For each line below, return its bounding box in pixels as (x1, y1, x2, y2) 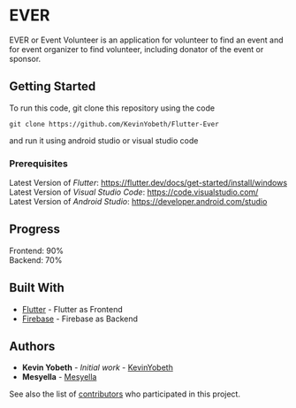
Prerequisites (9, 157, 68, 169)
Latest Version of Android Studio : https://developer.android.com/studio (9, 196, 268, 207)
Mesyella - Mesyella (21, 372, 97, 382)
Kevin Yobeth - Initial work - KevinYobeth (21, 362, 174, 373)
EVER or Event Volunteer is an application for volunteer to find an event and (9, 35, 285, 45)
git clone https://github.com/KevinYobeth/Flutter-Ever (9, 119, 219, 128)
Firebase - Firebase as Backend (21, 313, 139, 324)
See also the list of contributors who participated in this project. (9, 389, 241, 399)
